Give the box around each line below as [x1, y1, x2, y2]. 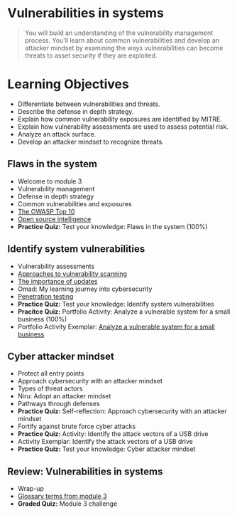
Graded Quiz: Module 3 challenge [17, 499, 118, 508]
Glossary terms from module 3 [17, 492, 108, 501]
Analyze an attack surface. [17, 129, 97, 138]
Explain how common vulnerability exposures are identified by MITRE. [17, 115, 222, 123]
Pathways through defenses [17, 400, 101, 408]
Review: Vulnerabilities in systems [7, 465, 163, 477]
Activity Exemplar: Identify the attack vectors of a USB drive [17, 437, 193, 446]
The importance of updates [17, 277, 98, 285]
